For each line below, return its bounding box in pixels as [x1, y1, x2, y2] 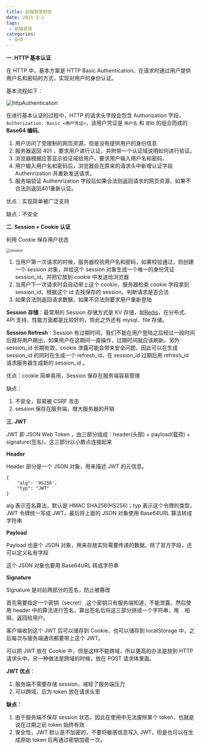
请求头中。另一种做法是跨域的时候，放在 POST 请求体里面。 [6, 655, 155, 662]
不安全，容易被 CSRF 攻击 [14, 398, 80, 404]
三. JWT [6, 418, 27, 425]
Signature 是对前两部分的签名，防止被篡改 [6, 586, 111, 594]
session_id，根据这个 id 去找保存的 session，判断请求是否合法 [14, 289, 169, 295]
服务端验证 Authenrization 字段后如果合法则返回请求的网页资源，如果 [14, 177, 186, 184]
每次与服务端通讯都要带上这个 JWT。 [11, 635, 104, 642]
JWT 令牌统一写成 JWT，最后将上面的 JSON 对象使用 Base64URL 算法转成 [6, 510, 193, 516]
